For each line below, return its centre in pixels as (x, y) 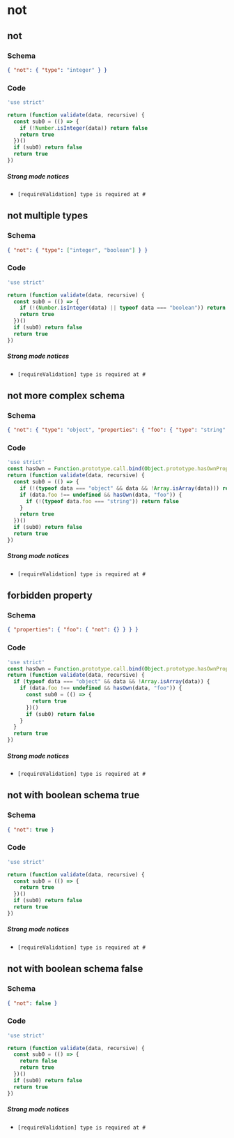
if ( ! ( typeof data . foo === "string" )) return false (102, 501)
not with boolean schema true (73, 795)
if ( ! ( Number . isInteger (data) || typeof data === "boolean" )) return (123, 308)
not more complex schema (66, 395)
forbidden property (50, 596)
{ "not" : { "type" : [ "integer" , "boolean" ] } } (78, 250)
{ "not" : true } (31, 830)
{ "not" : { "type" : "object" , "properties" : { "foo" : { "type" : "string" (117, 430)
